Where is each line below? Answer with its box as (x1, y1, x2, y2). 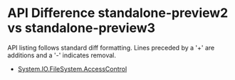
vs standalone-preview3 (7, 20, 155, 36)
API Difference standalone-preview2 (7, 5, 229, 21)
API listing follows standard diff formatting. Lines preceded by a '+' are (7, 43, 215, 52)
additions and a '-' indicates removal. (7, 51, 116, 59)
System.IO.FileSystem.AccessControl (17, 64, 127, 73)
